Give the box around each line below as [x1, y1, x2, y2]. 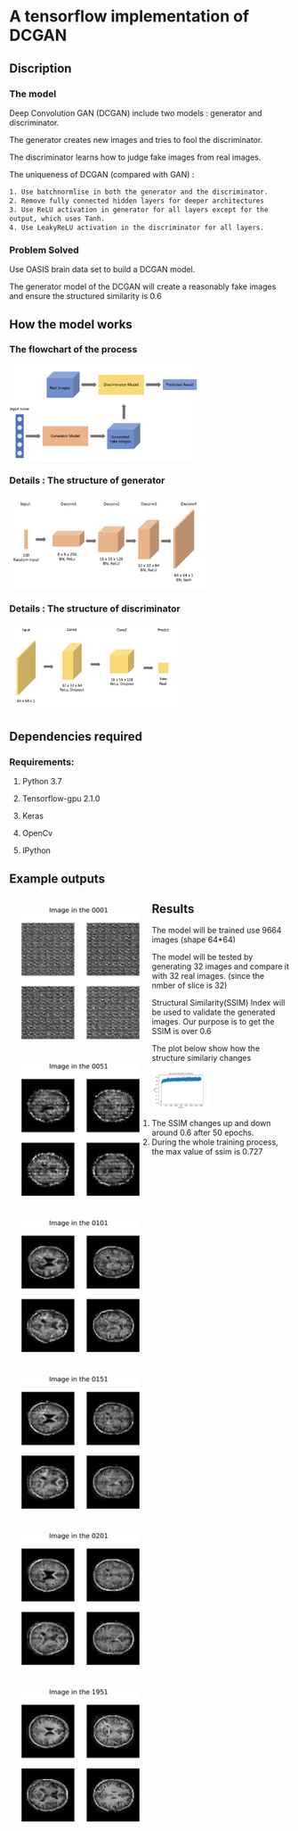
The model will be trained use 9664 [151, 925, 282, 936]
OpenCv [21, 828, 53, 839]
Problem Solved [9, 244, 80, 256]
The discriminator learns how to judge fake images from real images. [9, 152, 262, 162]
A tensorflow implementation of [9, 6, 250, 27]
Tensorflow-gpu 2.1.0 [21, 793, 101, 804]
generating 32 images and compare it [151, 961, 290, 972]
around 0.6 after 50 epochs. [151, 1127, 254, 1138]
